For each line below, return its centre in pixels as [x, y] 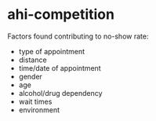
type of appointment [52, 51]
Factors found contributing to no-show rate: [78, 36]
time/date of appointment [60, 68]
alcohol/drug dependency [60, 93]
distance [33, 60]
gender [30, 76]
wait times [35, 101]
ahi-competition [61, 15]
